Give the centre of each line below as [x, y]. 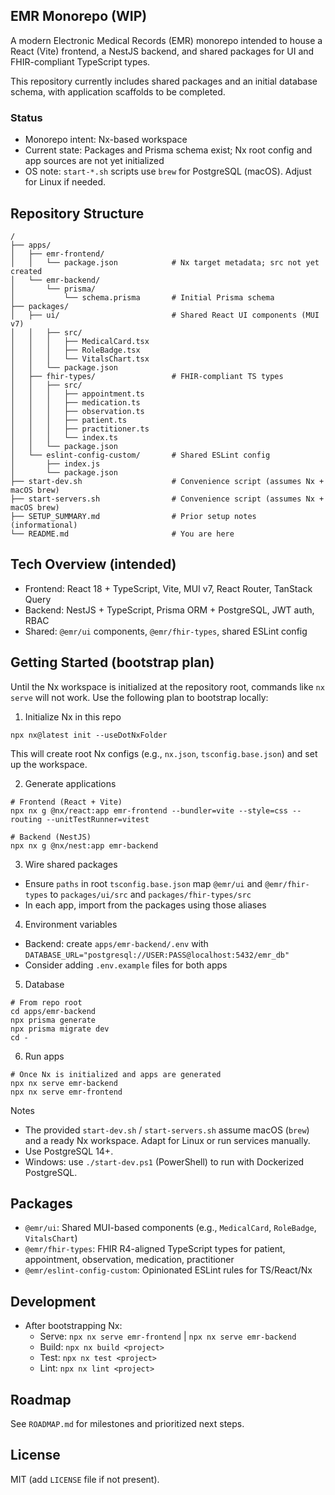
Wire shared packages [71, 864]
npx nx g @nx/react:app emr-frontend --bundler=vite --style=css [149, 810]
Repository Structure [77, 213]
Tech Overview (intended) [93, 564]
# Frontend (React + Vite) [66, 802]
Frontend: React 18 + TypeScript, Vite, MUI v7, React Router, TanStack [168, 588]
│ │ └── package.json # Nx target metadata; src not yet [165, 262]
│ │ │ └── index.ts [64, 437]
